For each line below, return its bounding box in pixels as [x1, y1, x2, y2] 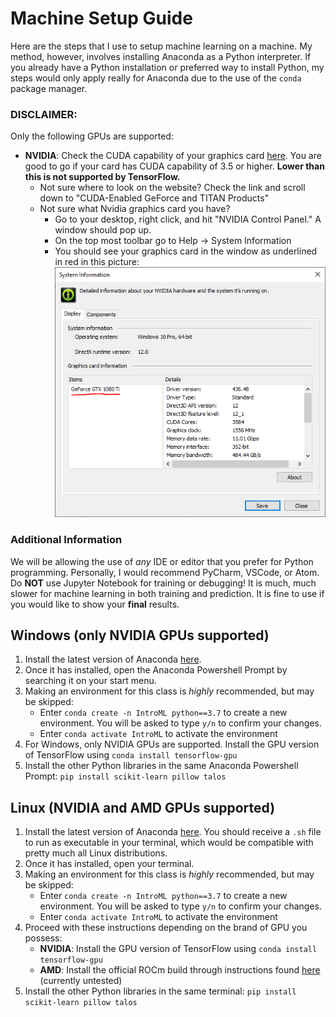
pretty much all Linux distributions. [24, 847, 168, 859]
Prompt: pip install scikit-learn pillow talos [24, 770, 227, 782]
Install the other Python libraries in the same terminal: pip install [24, 985, 297, 997]
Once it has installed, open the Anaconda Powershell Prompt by [24, 664, 288, 676]
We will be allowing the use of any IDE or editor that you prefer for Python [10, 555, 314, 567]
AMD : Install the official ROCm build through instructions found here [39, 964, 321, 976]
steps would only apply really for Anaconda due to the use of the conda [10, 72, 302, 84]
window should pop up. [54, 224, 152, 236]
